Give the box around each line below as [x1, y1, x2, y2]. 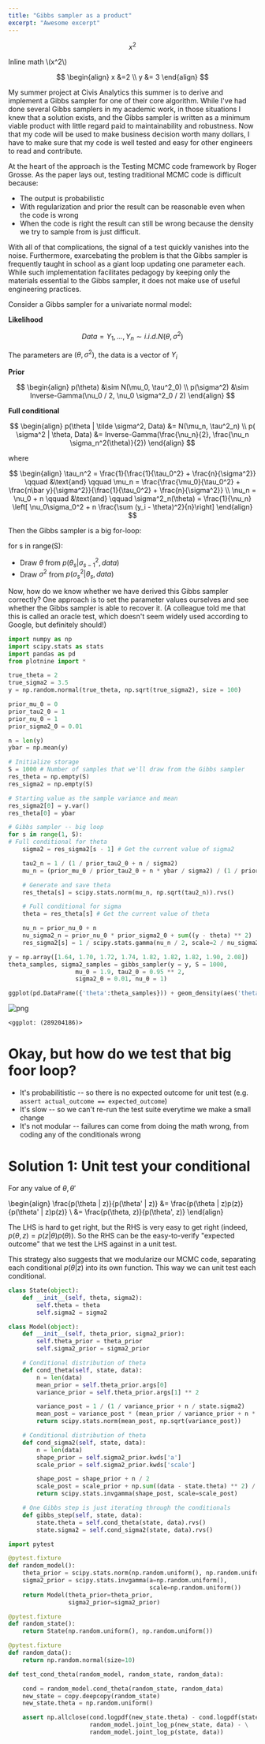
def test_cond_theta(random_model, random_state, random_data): [8, 1670, 224, 1679]
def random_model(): [8, 1562, 77, 1570]
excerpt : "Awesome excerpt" [8, 19, 101, 27]
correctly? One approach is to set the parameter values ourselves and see [8, 595, 249, 604]
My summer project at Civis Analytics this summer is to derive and [8, 88, 223, 97]
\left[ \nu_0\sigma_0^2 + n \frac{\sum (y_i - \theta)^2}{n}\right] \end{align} [12, 502, 253, 512]
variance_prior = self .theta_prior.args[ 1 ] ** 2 [36, 1388, 200, 1396]
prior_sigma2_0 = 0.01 [8, 723, 83, 730]
